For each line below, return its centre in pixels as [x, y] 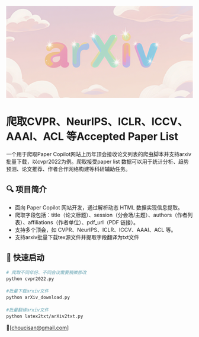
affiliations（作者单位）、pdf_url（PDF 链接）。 [83, 222]
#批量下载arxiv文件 [28, 291]
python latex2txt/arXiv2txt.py [45, 316]
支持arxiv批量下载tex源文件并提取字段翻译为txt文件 [77, 237]
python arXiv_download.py [38, 298]
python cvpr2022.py [30, 279]
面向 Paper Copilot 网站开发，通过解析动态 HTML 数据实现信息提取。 [99, 207]
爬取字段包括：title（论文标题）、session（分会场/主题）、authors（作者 [101, 215]
